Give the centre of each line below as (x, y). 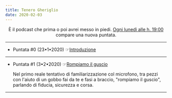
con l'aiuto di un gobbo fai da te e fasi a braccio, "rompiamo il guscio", (87, 79)
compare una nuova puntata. (86, 35)
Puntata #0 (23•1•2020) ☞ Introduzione (54, 50)
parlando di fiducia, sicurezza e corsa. (53, 85)
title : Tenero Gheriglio (32, 10)
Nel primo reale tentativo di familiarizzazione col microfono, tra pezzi (85, 74)
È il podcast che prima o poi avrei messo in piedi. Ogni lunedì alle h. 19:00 (86, 29)
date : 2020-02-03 (24, 15)
